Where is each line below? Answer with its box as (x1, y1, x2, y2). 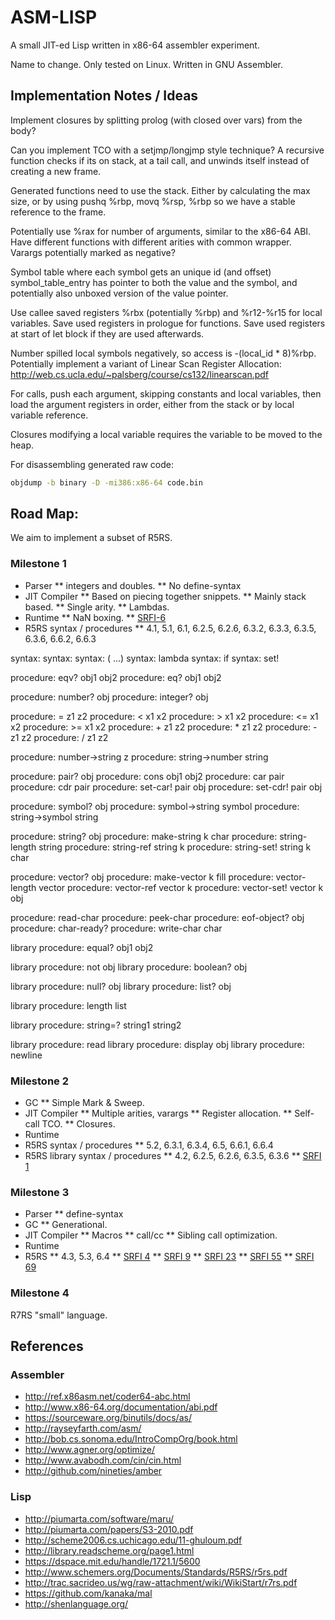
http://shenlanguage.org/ (24, 1597, 129, 1610)
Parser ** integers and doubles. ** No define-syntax (24, 579, 242, 591)
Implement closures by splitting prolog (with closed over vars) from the (10, 114, 303, 126)
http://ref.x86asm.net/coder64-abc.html (24, 1391, 191, 1403)
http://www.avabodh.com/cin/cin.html (24, 1454, 182, 1466)
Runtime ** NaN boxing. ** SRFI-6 (24, 611, 167, 623)
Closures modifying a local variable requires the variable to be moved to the (10, 428, 323, 440)
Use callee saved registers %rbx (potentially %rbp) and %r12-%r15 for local (10, 306, 323, 318)
